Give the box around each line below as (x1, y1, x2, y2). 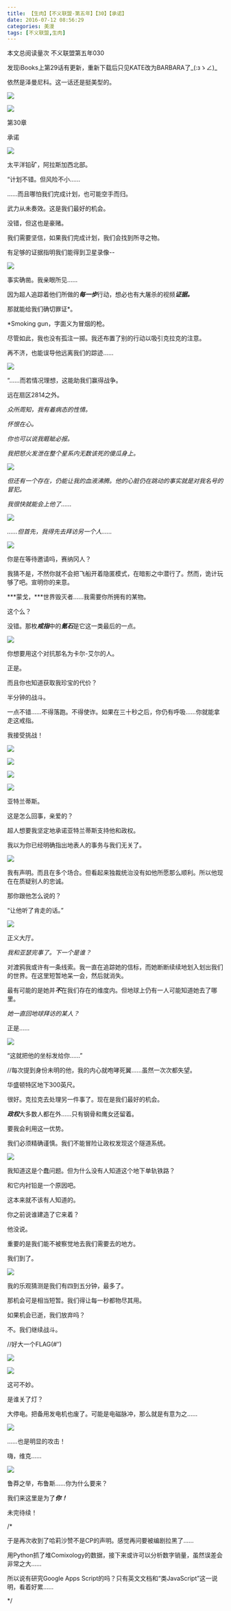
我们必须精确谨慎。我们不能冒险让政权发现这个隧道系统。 (7, 1139, 169, 1148)
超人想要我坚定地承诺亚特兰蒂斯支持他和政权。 (7, 826, 139, 835)
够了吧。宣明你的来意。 (7, 578, 73, 586)
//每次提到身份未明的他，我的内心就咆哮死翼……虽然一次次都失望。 (7, 1066, 197, 1074)
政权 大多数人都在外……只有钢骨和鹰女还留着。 (7, 1110, 138, 1118)
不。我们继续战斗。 (7, 1326, 62, 1334)
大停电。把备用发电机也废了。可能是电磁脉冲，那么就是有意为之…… (7, 1410, 198, 1418)
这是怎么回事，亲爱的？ (7, 812, 73, 820)
